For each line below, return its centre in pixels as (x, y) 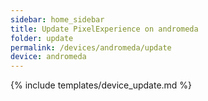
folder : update (42, 38)
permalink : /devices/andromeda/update (91, 47)
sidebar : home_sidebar (57, 19)
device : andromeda (48, 57)
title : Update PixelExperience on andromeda (104, 29)
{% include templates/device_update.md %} (101, 85)
